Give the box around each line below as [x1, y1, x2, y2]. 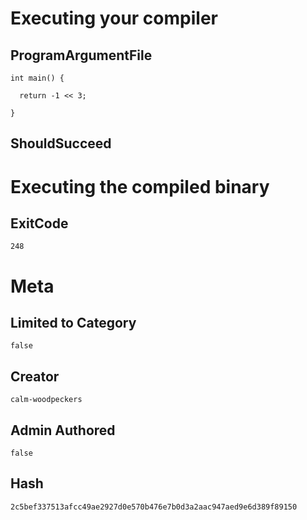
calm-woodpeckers [10, 395, 83, 405]
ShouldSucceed [10, 135, 112, 152]
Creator [10, 368, 60, 385]
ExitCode [10, 215, 69, 232]
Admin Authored [10, 422, 116, 439]
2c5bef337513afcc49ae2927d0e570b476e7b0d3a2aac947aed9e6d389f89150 [10, 502, 298, 512]
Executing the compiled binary [10, 175, 270, 198]
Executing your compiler [10, 7, 218, 30]
